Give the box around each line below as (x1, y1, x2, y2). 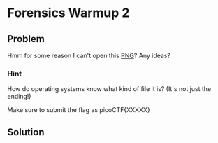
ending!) (7, 93, 31, 101)
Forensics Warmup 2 (7, 5, 130, 21)
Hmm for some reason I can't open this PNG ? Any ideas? (7, 51, 171, 60)
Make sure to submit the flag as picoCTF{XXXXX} (7, 106, 150, 114)
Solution (7, 126, 45, 138)
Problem (7, 33, 45, 45)
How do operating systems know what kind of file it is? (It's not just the (7, 85, 212, 93)
